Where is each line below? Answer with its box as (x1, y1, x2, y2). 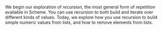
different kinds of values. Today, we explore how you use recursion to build (5, 15, 158, 20)
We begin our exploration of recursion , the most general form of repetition (5, 4, 156, 10)
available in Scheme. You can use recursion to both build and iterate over (5, 9, 154, 15)
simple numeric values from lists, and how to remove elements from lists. (5, 19, 153, 25)
